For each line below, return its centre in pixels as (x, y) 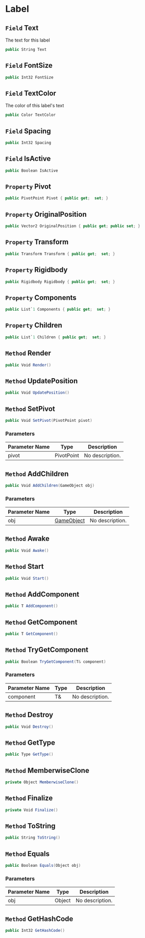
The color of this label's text (35, 106)
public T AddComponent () (32, 606)
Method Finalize (29, 798)
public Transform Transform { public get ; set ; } (60, 254)
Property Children (34, 325)
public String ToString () (33, 838)
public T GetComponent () (32, 634)
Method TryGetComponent (47, 650)
